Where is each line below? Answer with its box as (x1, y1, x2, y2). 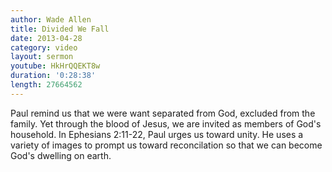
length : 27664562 (10, 80, 83, 90)
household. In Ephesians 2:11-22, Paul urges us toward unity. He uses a (10, 128, 304, 140)
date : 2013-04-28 (10, 33, 83, 43)
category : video (10, 42, 78, 53)
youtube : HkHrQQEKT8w (10, 61, 101, 71)
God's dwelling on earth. (10, 149, 112, 161)
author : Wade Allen (10, 14, 92, 25)
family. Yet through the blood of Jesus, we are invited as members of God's (10, 117, 322, 130)
